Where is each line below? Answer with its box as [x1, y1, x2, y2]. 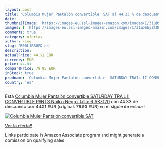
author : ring [5, 39, 32, 44]
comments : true [5, 30, 36, 35]
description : [5, 48, 32, 53]
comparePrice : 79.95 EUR [5, 66, 56, 71]
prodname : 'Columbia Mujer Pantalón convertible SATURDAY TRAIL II [5, 75, 147, 80]
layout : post [5, 7, 32, 12]
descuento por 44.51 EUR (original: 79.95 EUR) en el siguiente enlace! [5, 104, 145, 109]
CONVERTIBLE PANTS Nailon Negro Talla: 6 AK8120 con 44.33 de [5, 98, 138, 104]
